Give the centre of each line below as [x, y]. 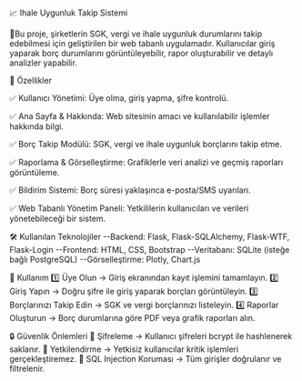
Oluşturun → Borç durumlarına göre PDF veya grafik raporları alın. [132, 318]
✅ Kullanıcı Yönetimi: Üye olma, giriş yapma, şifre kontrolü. [119, 98]
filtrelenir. [27, 368]
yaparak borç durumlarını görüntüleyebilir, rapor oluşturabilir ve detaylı [141, 53]
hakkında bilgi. [36, 126]
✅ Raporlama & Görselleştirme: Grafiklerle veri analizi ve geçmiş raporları [146, 162]
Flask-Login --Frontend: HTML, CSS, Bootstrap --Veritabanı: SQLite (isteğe [150, 250]
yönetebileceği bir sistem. [58, 218]
